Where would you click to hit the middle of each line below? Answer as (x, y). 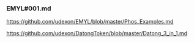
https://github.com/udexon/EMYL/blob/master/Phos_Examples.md (90, 22)
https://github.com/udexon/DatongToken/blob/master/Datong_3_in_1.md (97, 33)
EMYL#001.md (29, 8)
